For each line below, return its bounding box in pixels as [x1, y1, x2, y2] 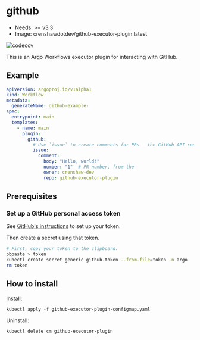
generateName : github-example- [11, 103, 89, 109]
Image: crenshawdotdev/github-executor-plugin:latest [14, 30, 148, 37]
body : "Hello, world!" [43, 158, 100, 164]
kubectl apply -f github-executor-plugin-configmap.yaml [6, 306, 151, 312]
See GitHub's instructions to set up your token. [6, 223, 121, 230]
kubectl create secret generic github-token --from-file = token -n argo [6, 257, 187, 263]
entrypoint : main [11, 114, 55, 120]
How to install [6, 279, 58, 289]
